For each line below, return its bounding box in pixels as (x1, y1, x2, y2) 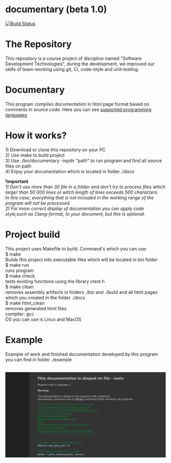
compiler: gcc (5, 311, 34, 317)
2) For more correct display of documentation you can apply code (5, 205, 144, 212)
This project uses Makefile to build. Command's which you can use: (5, 245, 148, 251)
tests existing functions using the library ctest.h (5, 278, 105, 284)
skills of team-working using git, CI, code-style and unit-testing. (5, 66, 139, 72)
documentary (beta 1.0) (5, 4, 107, 15)
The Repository (5, 38, 72, 50)
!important (5, 178, 28, 184)
